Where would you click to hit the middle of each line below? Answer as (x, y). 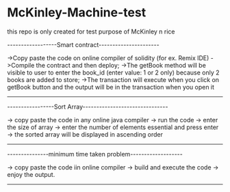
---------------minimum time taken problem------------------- (95, 154)
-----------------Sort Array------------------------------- (88, 107)
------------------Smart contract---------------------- (83, 44)
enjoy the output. (31, 174)
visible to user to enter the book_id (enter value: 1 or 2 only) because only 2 (114, 72)
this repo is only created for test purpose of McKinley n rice (91, 31)
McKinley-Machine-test (77, 13)
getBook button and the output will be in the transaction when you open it (111, 87)
